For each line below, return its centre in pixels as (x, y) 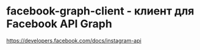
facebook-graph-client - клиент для (100, 11)
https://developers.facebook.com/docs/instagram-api (74, 40)
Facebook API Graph (59, 24)
